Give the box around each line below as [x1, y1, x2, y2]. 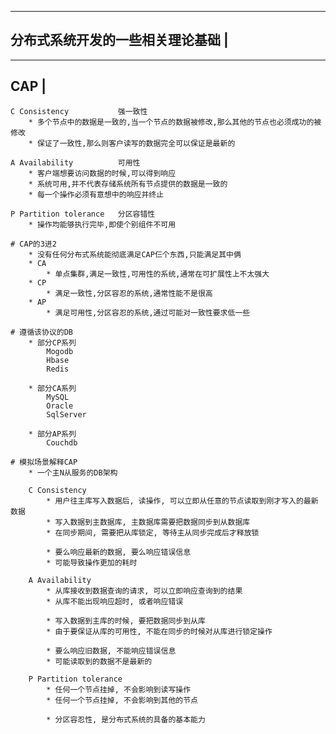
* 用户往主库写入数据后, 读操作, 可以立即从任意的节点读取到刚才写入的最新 [46, 496, 319, 506]
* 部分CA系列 [28, 383, 77, 393]
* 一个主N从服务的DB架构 [28, 467, 118, 478]
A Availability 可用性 [10, 157, 141, 168]
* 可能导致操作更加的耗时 [46, 557, 138, 568]
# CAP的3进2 [10, 239, 57, 249]
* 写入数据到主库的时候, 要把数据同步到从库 [46, 616, 206, 626]
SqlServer [46, 409, 87, 420]
